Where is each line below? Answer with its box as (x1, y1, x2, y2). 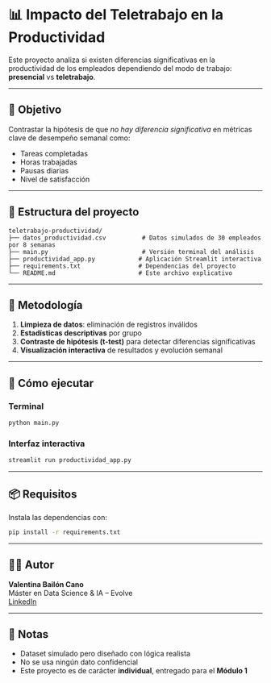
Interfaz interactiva (8, 438, 85, 449)
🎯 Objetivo (8, 103, 62, 117)
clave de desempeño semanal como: (8, 133, 131, 143)
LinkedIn (8, 597, 37, 606)
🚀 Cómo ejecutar (8, 376, 94, 390)
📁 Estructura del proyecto (8, 206, 140, 219)
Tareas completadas (19, 148, 89, 158)
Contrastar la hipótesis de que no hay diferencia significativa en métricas (8, 124, 252, 134)
